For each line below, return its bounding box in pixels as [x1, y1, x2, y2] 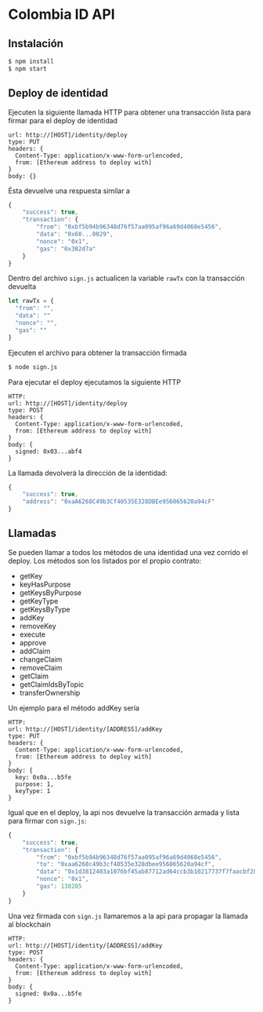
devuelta [8, 282, 37, 291]
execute [19, 630, 46, 639]
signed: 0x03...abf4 [15, 448, 82, 455]
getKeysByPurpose [19, 587, 82, 597]
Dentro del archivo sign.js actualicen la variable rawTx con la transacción [8, 273, 245, 283]
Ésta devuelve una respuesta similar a [8, 186, 131, 195]
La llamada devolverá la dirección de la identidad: [8, 468, 168, 477]
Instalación [8, 37, 64, 50]
